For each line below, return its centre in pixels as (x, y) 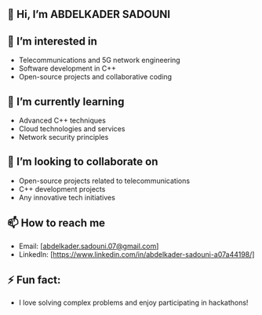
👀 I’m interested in (52, 41)
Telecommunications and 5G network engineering (100, 60)
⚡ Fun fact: (34, 280)
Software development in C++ (67, 68)
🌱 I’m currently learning (66, 102)
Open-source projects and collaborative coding (95, 77)
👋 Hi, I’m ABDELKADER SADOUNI (89, 15)
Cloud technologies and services (72, 129)
